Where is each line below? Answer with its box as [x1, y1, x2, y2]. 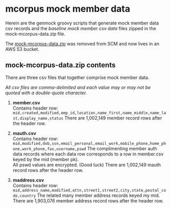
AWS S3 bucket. [5, 46, 40, 52]
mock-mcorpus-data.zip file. [5, 31, 65, 37]
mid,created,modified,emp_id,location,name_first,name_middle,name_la [12, 110, 166, 115]
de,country [12, 193, 36, 198]
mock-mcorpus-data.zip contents [5, 61, 116, 69]
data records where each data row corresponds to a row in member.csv [12, 151, 164, 157]
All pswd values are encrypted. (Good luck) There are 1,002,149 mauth [12, 162, 161, 168]
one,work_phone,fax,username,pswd [12, 146, 86, 151]
